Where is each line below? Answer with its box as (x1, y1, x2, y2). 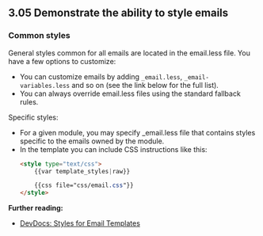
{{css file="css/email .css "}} (34, 181, 134, 189)
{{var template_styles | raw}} (34, 167, 131, 175)
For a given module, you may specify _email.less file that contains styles (19, 128, 256, 137)
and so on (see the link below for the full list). (71, 80, 219, 89)
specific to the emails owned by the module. (19, 136, 165, 146)
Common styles (8, 30, 71, 41)
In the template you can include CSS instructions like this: (19, 144, 208, 154)
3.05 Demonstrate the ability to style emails (8, 6, 229, 20)
